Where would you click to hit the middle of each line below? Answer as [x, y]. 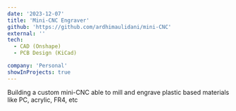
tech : [15, 40]
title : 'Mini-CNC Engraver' [49, 20]
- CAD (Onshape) [37, 46]
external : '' [26, 33]
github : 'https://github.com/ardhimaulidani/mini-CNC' [89, 27]
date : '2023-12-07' [36, 14]
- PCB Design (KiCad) [45, 53]
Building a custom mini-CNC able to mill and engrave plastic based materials [118, 92]
